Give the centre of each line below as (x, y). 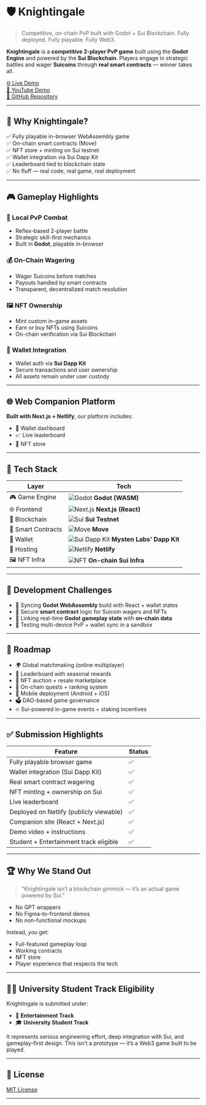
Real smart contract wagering (52, 782)
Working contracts (39, 951)
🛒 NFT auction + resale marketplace (61, 680)
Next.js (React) (118, 509)
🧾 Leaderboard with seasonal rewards (63, 674)
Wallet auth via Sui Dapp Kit (51, 364)
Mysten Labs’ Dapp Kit (145, 539)
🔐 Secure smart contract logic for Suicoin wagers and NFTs (91, 611)
